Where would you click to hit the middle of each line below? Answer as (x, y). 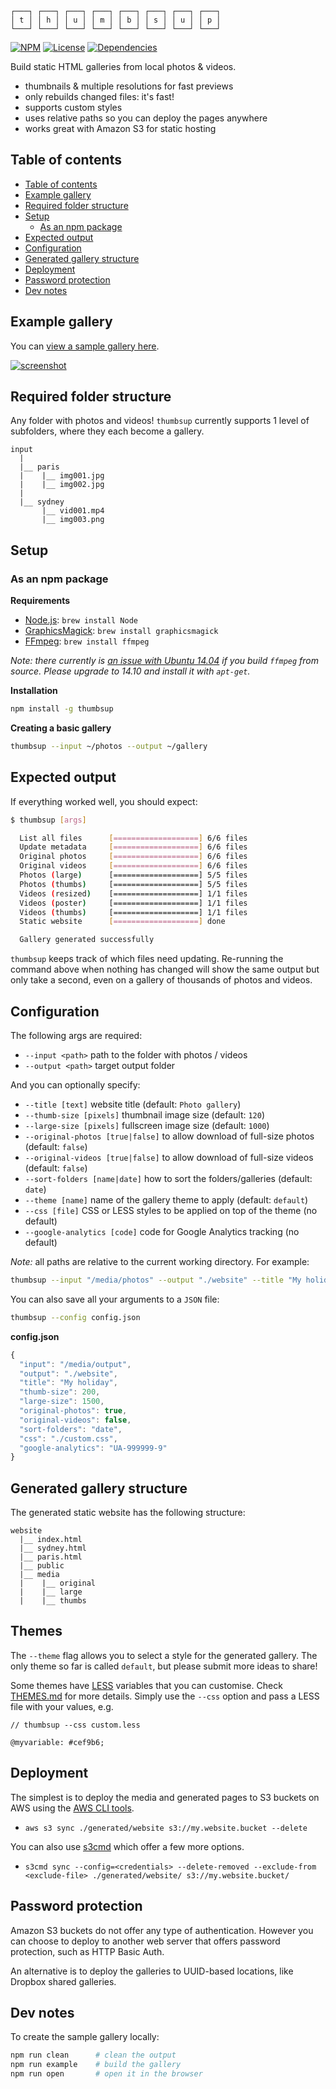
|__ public (42, 1566)
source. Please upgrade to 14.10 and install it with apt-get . (130, 671)
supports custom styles (73, 107)
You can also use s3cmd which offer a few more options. (127, 1846)
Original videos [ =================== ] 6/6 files (133, 866)
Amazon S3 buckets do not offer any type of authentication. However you (162, 1930)
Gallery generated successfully (87, 940)
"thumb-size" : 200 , (60, 1392)
